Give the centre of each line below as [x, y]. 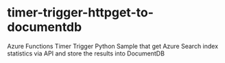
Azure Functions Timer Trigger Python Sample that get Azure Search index [113, 46]
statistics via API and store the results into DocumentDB [86, 53]
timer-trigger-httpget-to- [81, 13]
